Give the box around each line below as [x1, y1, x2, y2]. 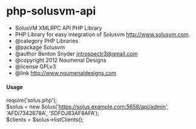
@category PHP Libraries [15, 37, 79, 44]
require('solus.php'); [6, 97, 57, 104]
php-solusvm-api [6, 4, 96, 18]
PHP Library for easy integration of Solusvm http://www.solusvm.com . [15, 30, 191, 38]
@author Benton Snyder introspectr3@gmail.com [15, 50, 138, 57]
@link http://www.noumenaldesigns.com [15, 69, 117, 76]
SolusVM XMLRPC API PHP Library [15, 24, 102, 31]
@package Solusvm [15, 44, 65, 51]
